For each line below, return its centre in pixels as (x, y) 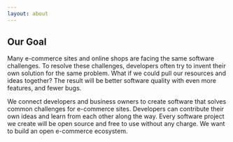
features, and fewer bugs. (44, 88)
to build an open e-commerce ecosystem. (68, 131)
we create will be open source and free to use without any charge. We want (116, 124)
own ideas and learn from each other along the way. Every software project (116, 116)
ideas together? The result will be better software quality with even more (112, 81)
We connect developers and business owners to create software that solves (117, 102)
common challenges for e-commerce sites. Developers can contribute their (116, 109)
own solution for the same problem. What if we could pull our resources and (116, 73)
